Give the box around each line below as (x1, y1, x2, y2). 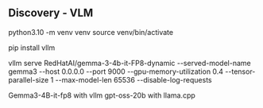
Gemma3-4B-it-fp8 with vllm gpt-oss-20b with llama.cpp (8, 91, 196, 100)
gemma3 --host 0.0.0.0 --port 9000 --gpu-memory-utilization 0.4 (8, 67, 224, 76)
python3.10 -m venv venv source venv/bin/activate (8, 27, 173, 37)
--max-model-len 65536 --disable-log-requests (55, 75, 212, 84)
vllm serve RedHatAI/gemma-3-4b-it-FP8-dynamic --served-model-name (8, 58, 252, 67)
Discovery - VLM (8, 6, 94, 20)
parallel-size (8, 75, 49, 84)
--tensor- (225, 67, 256, 76)
